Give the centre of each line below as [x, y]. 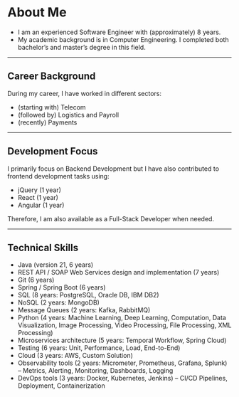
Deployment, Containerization [61, 386]
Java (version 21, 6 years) [55, 265]
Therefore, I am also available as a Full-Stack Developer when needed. [111, 218]
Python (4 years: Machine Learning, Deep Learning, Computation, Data [122, 318]
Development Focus [53, 151]
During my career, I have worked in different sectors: [85, 93]
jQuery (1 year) [39, 190]
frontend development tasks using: [58, 176]
